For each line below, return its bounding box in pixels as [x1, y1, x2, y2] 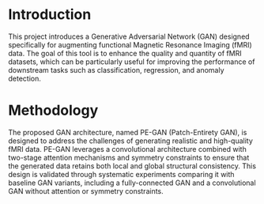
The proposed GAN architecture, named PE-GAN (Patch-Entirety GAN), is [8, 127, 247, 137]
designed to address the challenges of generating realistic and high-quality [8, 136, 253, 145]
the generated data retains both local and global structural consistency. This [8, 161, 257, 171]
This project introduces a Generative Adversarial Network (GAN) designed [8, 32, 251, 41]
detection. [8, 74, 42, 83]
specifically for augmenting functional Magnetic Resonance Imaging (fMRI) [8, 40, 253, 49]
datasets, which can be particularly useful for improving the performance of [8, 57, 255, 66]
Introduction [8, 6, 92, 24]
